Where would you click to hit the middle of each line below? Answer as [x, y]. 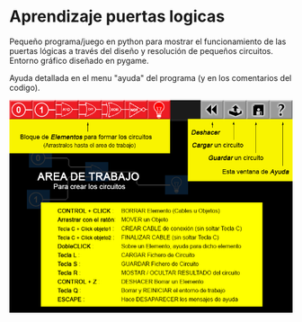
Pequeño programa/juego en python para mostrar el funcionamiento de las [148, 41]
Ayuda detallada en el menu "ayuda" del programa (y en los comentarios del [151, 77]
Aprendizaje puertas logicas [117, 17]
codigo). [25, 87]
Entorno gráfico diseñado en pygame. [79, 60]
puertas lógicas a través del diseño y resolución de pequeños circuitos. [142, 50]
